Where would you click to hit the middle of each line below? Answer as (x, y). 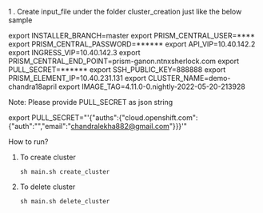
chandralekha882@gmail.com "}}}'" (129, 126)
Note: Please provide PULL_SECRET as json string (91, 102)
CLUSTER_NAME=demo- (189, 78)
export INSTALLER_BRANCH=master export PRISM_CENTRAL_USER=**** (132, 36)
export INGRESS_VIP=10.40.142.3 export (75, 52)
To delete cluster (48, 187)
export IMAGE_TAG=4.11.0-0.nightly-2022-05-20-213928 (152, 86)
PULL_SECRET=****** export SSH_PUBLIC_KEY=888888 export (117, 70)
